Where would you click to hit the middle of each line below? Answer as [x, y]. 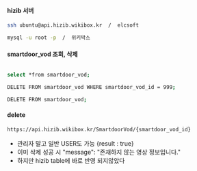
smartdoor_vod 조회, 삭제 [42, 54]
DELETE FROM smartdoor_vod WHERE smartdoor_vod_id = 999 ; [91, 88]
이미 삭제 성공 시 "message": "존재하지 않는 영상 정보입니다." [99, 152]
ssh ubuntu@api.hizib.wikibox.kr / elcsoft [73, 25]
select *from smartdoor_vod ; [49, 75]
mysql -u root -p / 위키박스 [49, 38]
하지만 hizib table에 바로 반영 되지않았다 [71, 160]
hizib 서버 [21, 10]
